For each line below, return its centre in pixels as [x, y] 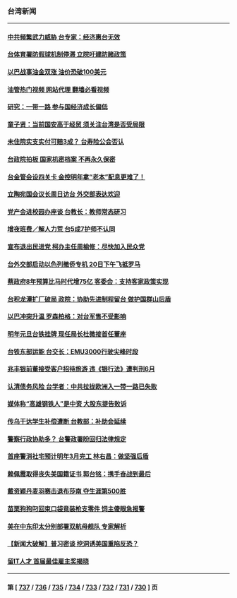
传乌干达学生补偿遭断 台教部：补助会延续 [67, 421]
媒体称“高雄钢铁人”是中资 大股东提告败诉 [67, 404]
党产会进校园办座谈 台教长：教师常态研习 [67, 211]
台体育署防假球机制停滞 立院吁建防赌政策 [67, 54]
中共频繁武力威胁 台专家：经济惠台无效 [64, 37]
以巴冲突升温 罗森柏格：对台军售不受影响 [67, 316]
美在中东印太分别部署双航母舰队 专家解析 [67, 526]
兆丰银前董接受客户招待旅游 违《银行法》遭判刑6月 [81, 369]
